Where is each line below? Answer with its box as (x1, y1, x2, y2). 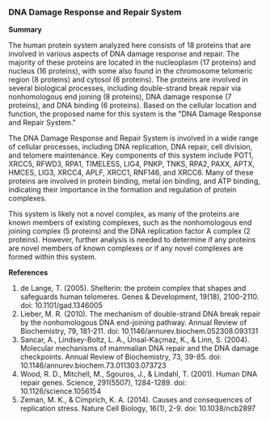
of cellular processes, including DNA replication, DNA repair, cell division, (8, 142, 253, 152)
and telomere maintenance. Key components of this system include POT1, (8, 150, 254, 160)
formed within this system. (8, 252, 97, 262)
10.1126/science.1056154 (19, 386, 102, 396)
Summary (8, 25, 42, 35)
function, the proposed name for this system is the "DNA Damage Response (8, 109, 262, 119)
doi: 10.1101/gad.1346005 (19, 301, 103, 310)
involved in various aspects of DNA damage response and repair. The (8, 49, 240, 59)
